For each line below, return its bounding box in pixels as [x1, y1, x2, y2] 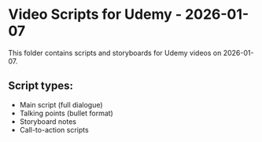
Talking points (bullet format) [19, 108, 114, 118]
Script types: [8, 79, 73, 93]
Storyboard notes [19, 116, 77, 126]
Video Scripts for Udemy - [8, 5, 183, 24]
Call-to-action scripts [19, 125, 89, 134]
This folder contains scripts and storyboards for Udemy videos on [8, 48, 222, 57]
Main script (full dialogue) [19, 100, 104, 109]
